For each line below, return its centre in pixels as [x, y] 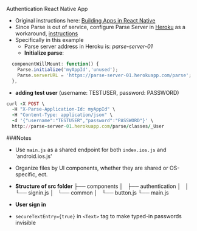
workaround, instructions [47, 33]
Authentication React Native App [47, 9]
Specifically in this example [49, 40]
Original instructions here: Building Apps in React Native [85, 20]
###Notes [19, 138]
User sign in [31, 204]
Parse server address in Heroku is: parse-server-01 [88, 46]
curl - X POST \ [26, 104]
